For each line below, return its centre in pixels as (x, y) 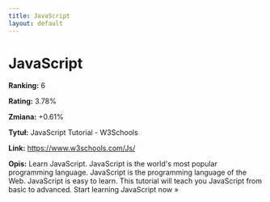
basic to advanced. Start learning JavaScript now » (94, 190)
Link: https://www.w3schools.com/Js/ (72, 148)
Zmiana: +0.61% (36, 117)
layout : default (36, 23)
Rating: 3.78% (32, 101)
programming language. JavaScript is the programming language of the (128, 173)
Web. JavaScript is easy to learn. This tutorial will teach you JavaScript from (135, 181)
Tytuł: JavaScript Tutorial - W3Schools (74, 133)
